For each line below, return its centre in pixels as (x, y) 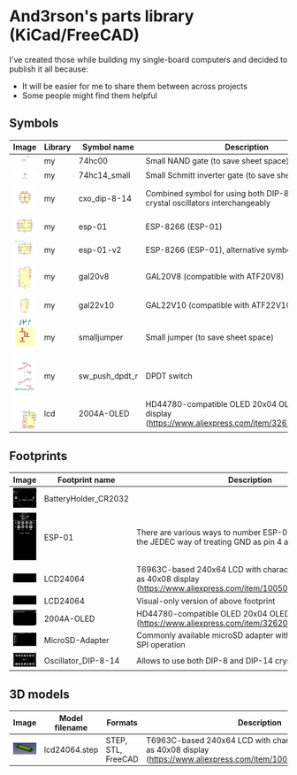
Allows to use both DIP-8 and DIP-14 (205, 660)
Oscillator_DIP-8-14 (82, 660)
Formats (122, 723)
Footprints (38, 456)
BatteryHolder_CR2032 (87, 499)
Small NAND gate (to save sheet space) (217, 161)
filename (71, 727)
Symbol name (108, 147)
